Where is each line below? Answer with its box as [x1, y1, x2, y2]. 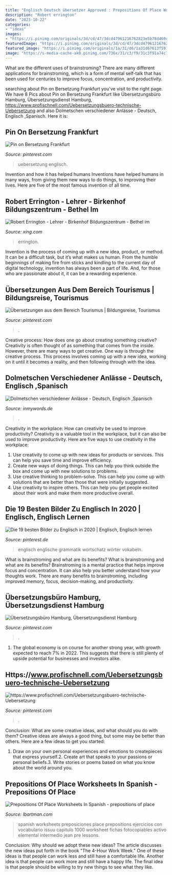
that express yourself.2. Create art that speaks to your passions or [12, 754, 153, 760]
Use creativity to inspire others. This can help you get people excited [12, 484, 158, 490]
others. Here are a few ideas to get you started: [5, 738, 105, 744]
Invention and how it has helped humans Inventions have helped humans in [5, 171, 164, 177]
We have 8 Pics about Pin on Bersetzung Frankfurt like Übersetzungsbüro [5, 91, 161, 97]
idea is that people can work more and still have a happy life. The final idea [5, 859, 163, 864]
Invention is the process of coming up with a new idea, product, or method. [5, 249, 164, 255]
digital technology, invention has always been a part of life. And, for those [5, 265, 161, 271]
